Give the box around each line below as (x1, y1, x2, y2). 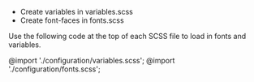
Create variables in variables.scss (19, 7, 134, 16)
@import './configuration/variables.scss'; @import (8, 56, 175, 65)
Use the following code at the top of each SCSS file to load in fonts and (8, 32, 246, 41)
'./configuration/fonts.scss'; (8, 64, 101, 74)
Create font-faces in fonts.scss (19, 15, 124, 25)
